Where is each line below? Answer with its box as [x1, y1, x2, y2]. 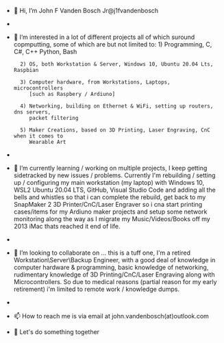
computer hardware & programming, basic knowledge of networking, [13, 264, 209, 271]
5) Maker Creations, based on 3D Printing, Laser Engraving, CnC [20, 127, 210, 134]
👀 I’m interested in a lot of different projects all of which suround [13, 33, 195, 41]
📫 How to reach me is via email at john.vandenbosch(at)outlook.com [13, 312, 209, 320]
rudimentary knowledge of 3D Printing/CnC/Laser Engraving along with [13, 270, 215, 279]
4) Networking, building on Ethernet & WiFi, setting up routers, [20, 103, 214, 110]
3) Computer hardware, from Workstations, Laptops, [20, 79, 171, 86]
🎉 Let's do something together [13, 328, 100, 335]
